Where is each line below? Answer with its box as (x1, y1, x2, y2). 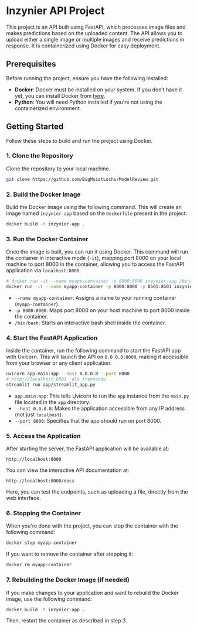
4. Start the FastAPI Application (6, 334, 98, 342)
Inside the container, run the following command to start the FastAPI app (6, 347, 181, 354)
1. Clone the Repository (6, 152, 73, 160)
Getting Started (6, 122, 64, 132)
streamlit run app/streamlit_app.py (6, 382, 96, 388)
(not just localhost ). (14, 411, 63, 418)
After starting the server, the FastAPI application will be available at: (6, 445, 169, 452)
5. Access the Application (6, 432, 81, 440)
